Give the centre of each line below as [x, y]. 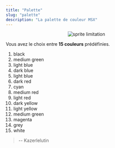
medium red [26, 92]
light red [22, 98]
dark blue [23, 70]
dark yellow [25, 103]
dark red [22, 81]
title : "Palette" [24, 10]
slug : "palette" [23, 15]
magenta [22, 120]
